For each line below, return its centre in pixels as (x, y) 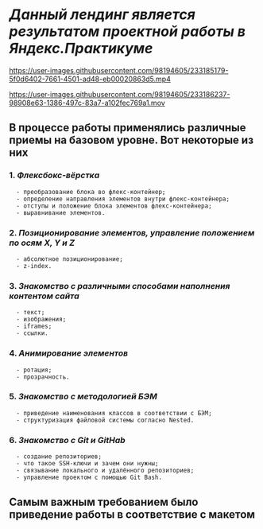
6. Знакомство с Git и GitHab (67, 440)
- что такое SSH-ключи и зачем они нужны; (87, 464)
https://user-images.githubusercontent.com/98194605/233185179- (119, 70)
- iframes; (34, 327)
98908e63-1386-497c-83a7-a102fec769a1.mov (87, 103)
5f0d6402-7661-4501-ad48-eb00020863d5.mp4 (90, 79)
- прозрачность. (43, 377)
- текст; (31, 313)
